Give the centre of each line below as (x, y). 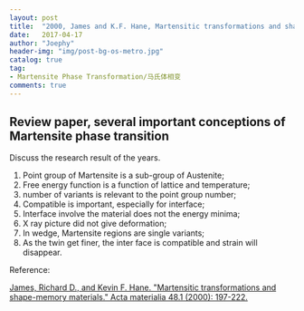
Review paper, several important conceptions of (148, 122)
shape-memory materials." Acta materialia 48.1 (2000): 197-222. (129, 297)
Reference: (30, 270)
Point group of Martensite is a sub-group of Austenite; (123, 175)
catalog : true (36, 60)
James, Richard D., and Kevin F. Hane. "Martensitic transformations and (143, 287)
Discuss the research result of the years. (85, 158)
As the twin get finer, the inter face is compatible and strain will (140, 243)
